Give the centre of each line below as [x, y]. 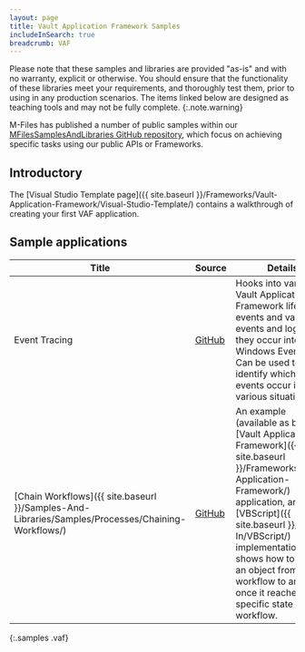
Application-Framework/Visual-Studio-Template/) [102, 204]
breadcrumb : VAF [40, 43]
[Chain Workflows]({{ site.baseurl [85, 496]
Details [283, 268]
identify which [266, 374]
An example [261, 411]
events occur [264, 384]
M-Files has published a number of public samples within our [124, 125]
